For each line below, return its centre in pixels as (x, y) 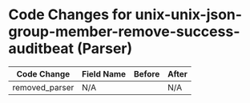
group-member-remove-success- (124, 32)
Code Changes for (70, 15)
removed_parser (43, 87)
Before (147, 73)
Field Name (104, 73)
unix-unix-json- (189, 15)
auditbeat (41, 49)
